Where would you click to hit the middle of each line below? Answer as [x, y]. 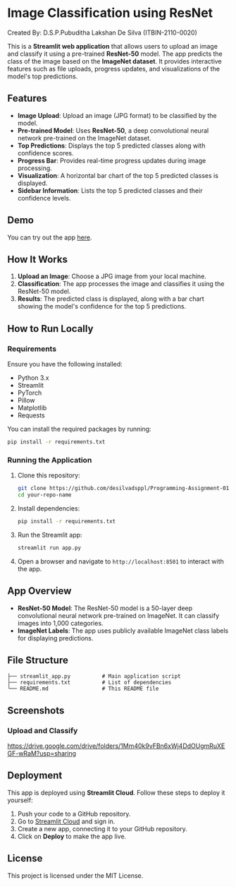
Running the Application [50, 460]
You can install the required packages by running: [79, 429]
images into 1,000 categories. [60, 623]
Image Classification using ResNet [110, 13]
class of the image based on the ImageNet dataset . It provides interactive [114, 61]
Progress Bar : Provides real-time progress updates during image [112, 160]
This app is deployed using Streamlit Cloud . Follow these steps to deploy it [116, 792]
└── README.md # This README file [83, 689]
